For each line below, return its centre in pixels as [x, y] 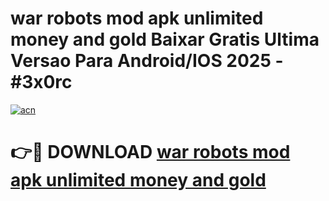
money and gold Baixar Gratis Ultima [165, 39]
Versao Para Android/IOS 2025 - [147, 61]
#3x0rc [41, 82]
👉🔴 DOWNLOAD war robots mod [150, 152]
